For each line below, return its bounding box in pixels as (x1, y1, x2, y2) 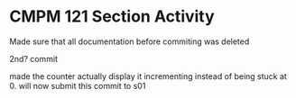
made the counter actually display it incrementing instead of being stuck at (9, 70, 287, 82)
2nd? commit (9, 53, 59, 64)
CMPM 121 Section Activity (9, 6, 215, 27)
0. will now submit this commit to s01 (9, 80, 146, 91)
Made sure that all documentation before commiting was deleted (9, 36, 250, 47)
